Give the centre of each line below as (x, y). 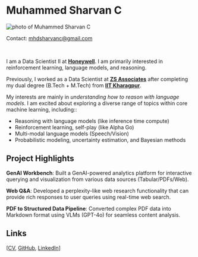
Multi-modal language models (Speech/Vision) (72, 134)
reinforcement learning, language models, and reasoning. (76, 67)
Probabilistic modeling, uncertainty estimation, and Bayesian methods (100, 139)
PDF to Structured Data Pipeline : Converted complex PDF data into (89, 208)
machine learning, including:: (42, 109)
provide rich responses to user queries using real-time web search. (89, 197)
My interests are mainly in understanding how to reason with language (93, 97)
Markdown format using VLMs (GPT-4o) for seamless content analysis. (93, 215)
